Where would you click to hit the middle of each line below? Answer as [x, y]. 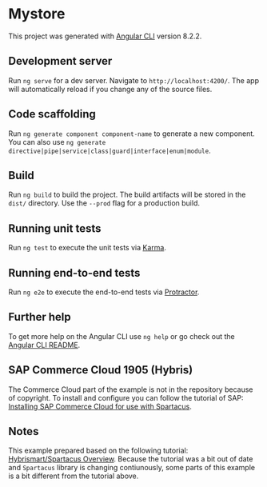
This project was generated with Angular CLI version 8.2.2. [105, 36]
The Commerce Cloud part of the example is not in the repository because [131, 389]
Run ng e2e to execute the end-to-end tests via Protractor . [104, 292]
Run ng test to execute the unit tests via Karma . [87, 248]
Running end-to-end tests [74, 273]
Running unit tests [55, 228]
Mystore [37, 14]
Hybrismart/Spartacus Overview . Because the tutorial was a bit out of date [131, 459]
